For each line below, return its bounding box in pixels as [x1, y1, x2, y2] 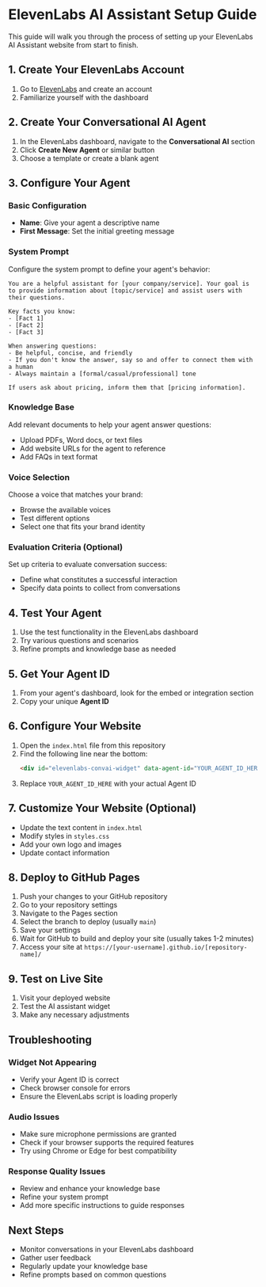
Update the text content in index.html [19, 822, 142, 832]
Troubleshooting [8, 1033, 93, 1046]
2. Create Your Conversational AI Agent [8, 116, 207, 129]
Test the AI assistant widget [19, 1002, 111, 1011]
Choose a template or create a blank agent [19, 153, 159, 163]
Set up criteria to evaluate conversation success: [8, 560, 168, 569]
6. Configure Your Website [8, 719, 142, 733]
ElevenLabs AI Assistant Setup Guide [8, 6, 257, 24]
